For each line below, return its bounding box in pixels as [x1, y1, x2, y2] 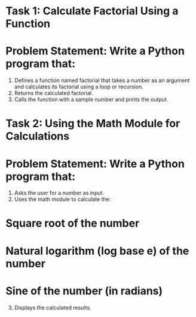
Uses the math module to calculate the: [14, 196, 111, 203]
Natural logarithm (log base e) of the [5, 244, 189, 258]
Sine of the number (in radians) [5, 284, 163, 297]
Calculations [5, 130, 70, 143]
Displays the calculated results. [14, 304, 91, 311]
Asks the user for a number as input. [14, 190, 105, 197]
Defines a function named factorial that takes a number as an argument [14, 77, 190, 84]
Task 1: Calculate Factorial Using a [5, 4, 179, 18]
